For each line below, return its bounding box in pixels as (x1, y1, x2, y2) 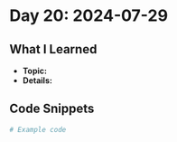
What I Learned (9, 42, 98, 57)
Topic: (22, 65, 48, 76)
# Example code (9, 125, 67, 134)
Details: (22, 75, 52, 86)
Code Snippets (9, 101, 95, 117)
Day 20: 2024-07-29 (9, 5, 169, 26)
